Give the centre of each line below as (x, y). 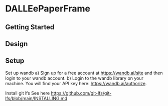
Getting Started (30, 27)
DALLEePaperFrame (48, 9)
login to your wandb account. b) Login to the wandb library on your (74, 78)
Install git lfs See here (28, 93)
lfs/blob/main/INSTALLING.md (36, 98)
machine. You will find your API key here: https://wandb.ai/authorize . (76, 83)
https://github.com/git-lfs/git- (81, 93)
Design (17, 44)
